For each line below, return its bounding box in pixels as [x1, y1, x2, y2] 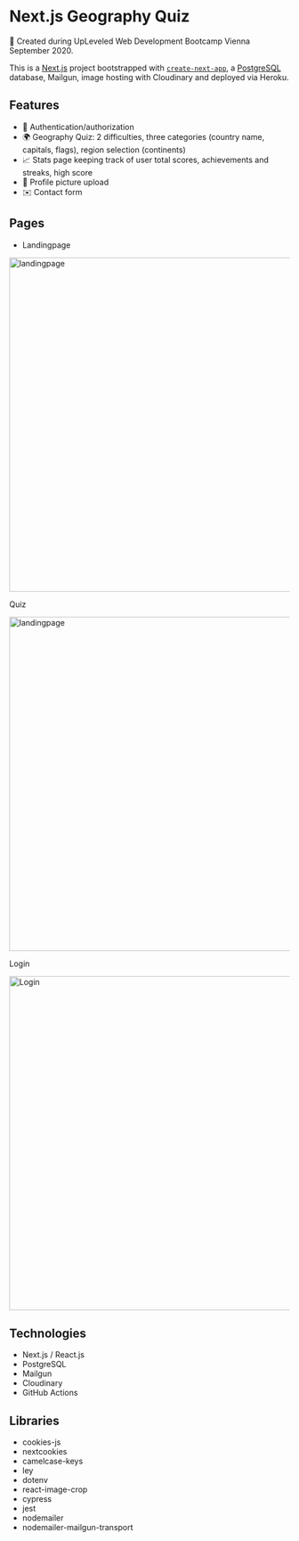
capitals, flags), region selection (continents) [21, 144, 187, 155]
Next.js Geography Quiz [9, 6, 190, 27]
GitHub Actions [21, 1388, 78, 1398]
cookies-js [21, 1437, 61, 1447]
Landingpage [21, 239, 71, 250]
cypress [21, 1494, 52, 1504]
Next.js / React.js [21, 1349, 85, 1360]
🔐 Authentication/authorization [21, 121, 135, 132]
